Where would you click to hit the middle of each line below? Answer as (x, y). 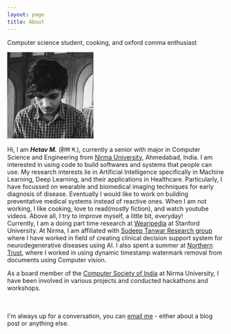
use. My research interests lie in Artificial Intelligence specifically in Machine (115, 172)
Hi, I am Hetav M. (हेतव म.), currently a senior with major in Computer (104, 149)
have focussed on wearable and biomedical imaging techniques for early (110, 186)
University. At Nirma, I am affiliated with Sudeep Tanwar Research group (110, 230)
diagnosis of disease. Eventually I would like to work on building (98, 194)
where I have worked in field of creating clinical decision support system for (115, 237)
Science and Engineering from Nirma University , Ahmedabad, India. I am (110, 157)
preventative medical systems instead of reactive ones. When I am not (107, 201)
